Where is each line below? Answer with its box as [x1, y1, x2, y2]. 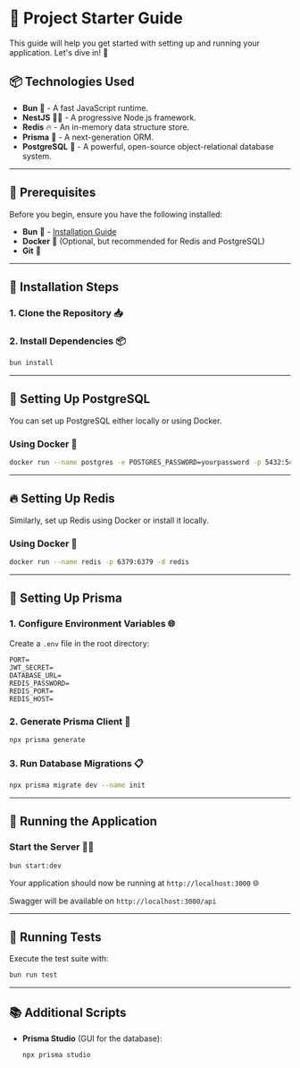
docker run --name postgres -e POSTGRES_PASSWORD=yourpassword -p [9, 458, 262, 467]
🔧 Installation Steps [9, 279, 120, 295]
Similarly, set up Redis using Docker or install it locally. [9, 515, 210, 525]
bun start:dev [9, 861, 62, 870]
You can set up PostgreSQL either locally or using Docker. [9, 415, 222, 426]
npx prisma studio [21, 1051, 91, 1060]
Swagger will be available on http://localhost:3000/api [9, 895, 217, 906]
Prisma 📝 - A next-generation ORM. [21, 132, 154, 142]
